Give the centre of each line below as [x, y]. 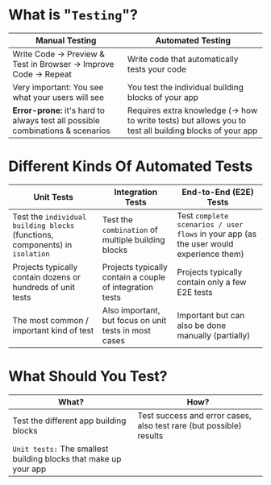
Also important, [131, 310]
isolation [31, 254]
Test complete [203, 215]
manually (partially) [214, 335]
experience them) [211, 254]
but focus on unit [134, 320]
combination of [130, 230]
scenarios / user [210, 224]
